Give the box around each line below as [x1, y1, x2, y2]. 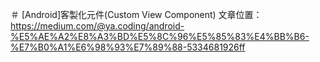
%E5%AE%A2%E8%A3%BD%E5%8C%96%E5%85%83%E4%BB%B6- [10, 31, 310, 42]
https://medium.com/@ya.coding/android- [10, 20, 185, 32]
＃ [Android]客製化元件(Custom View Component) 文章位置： [10, 9, 263, 20]
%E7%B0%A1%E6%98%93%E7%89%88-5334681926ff [10, 41, 246, 53]
